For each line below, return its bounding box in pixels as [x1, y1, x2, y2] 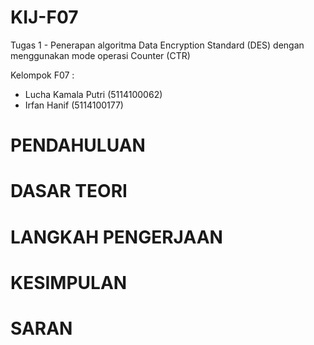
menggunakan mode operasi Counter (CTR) [10, 49, 191, 61]
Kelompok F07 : [10, 69, 75, 81]
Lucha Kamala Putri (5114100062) [24, 88, 163, 100]
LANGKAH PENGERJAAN [10, 226, 223, 248]
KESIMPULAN [10, 271, 128, 294]
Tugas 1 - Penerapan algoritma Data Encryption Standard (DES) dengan [10, 39, 305, 51]
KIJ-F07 [10, 6, 79, 29]
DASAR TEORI [10, 180, 128, 203]
